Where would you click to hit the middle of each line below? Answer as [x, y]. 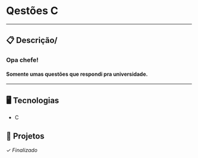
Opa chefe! [22, 60]
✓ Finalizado [22, 150]
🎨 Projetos [25, 136]
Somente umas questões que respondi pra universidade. [77, 74]
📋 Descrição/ [32, 40]
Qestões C [32, 11]
